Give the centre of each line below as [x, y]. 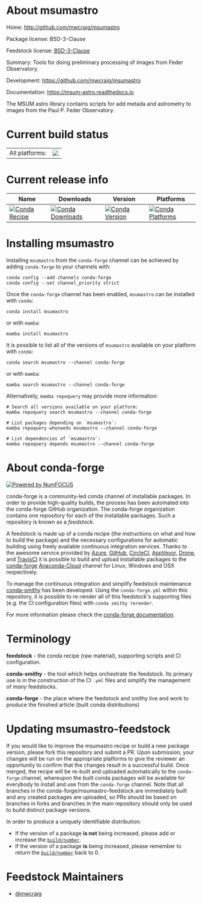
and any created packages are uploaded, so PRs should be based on [91, 797]
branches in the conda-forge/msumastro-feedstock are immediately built [97, 790]
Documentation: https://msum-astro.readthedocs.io [70, 92]
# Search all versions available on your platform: [72, 407]
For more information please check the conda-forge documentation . [91, 614]
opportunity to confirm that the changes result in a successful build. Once [98, 765]
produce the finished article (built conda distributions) [73, 705]
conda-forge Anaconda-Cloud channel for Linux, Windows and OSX [90, 565]
